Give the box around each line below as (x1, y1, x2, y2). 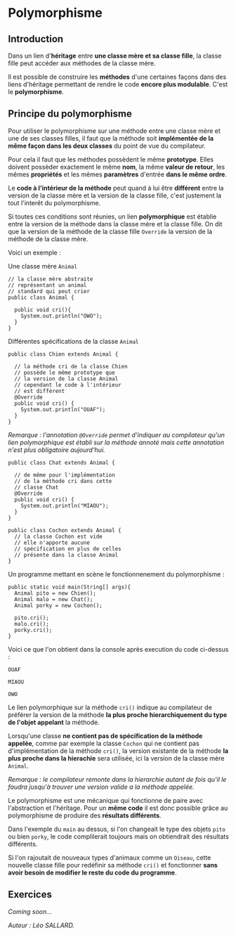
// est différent (14, 387, 65, 394)
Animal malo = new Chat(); (14, 595, 93, 602)
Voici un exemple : (8, 248, 62, 257)
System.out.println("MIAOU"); (20, 502, 110, 509)
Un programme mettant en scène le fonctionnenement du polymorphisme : (8, 569, 225, 578)
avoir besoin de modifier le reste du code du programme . (8, 868, 177, 877)
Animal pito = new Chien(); (14, 589, 97, 597)
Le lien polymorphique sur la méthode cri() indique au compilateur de (8, 703, 213, 711)
